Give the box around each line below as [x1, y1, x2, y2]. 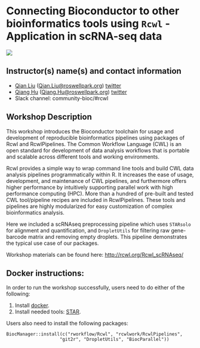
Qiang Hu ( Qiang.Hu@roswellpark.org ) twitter [14, 88, 127, 95]
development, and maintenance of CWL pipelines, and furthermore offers [6, 177, 187, 184]
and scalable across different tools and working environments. [6, 153, 160, 160]
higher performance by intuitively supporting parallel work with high [6, 184, 173, 191]
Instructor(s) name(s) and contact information [6, 66, 182, 76]
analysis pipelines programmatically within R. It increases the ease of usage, [6, 171, 194, 178]
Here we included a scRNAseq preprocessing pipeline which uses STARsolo [6, 220, 191, 228]
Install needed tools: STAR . [14, 308, 81, 315]
